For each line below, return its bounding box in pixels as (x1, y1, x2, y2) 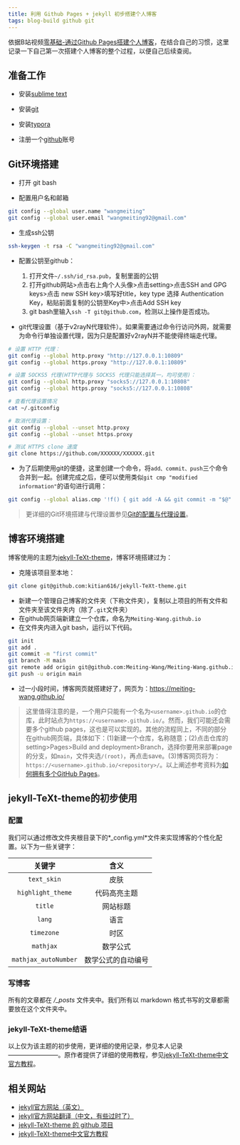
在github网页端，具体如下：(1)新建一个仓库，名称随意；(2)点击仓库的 (25, 733, 229, 742)
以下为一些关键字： (20, 842, 77, 850)
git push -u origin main (8, 670, 82, 678)
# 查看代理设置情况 (8, 398, 58, 405)
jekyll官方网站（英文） (18, 1103, 84, 1111)
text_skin (28, 875, 61, 883)
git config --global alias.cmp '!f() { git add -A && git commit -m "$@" (8, 496, 232, 503)
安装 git (18, 105, 39, 114)
